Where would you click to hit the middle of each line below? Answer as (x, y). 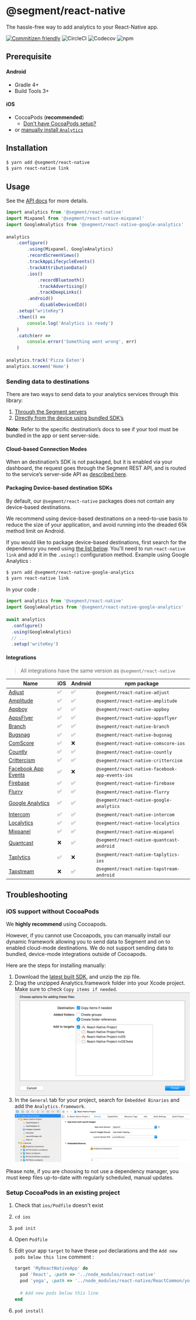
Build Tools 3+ (32, 91)
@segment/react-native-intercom (135, 815)
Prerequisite (29, 57)
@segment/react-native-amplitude (136, 701)
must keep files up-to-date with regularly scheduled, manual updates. (90, 1178)
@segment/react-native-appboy (133, 710)
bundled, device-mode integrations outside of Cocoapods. (76, 954)
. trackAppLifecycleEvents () (61, 262)
